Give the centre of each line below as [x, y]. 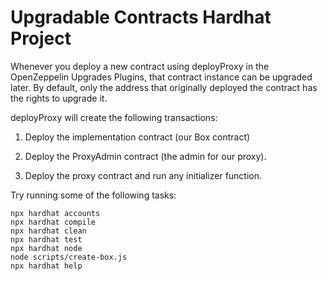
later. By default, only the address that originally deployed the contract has [164, 87]
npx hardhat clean [48, 231]
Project [41, 38]
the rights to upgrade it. [59, 98]
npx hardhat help [46, 266]
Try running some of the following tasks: [93, 195]
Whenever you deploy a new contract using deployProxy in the [140, 66]
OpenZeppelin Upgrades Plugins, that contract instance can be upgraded [161, 77]
